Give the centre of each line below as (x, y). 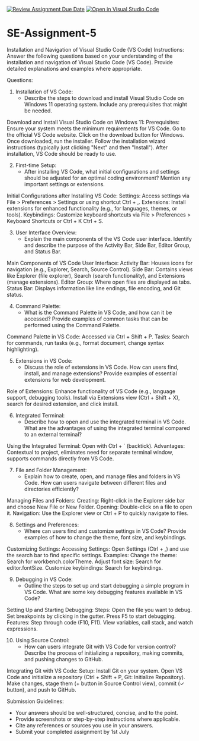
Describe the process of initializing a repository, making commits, (104, 653)
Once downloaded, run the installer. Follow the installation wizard (86, 141)
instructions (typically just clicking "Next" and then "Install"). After (87, 147)
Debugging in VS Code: (44, 579)
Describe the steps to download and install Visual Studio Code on (104, 98)
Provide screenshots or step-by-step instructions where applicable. (97, 719)
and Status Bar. (43, 251)
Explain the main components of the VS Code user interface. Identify (108, 238)
